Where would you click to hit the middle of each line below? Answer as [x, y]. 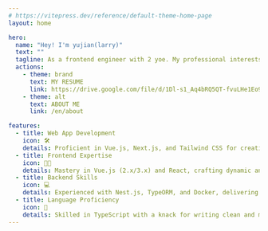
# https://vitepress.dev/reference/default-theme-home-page [110, 16]
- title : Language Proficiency [67, 200]
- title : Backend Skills [57, 178]
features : [25, 126]
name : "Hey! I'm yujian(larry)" [69, 45]
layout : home [30, 23]
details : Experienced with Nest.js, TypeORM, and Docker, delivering [141, 193]
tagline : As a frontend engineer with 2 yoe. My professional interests [139, 60]
